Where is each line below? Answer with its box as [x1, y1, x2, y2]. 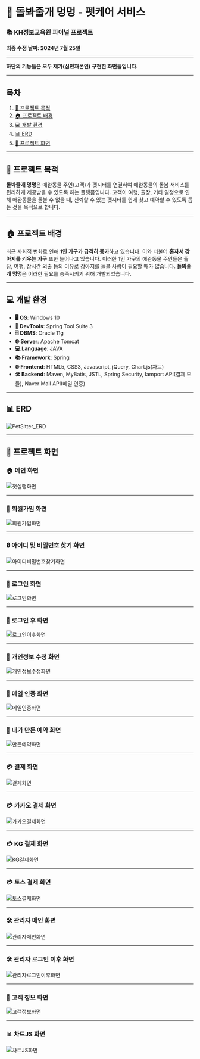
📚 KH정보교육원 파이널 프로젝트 [6, 28, 93, 36]
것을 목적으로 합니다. [12, 204, 61, 211]
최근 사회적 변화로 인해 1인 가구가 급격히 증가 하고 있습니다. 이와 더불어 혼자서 [6, 248, 184, 255]
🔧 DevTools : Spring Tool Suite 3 [14, 322, 93, 329]
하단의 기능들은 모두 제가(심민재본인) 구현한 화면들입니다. [6, 63, 138, 70]
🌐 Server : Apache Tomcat [14, 338, 79, 345]
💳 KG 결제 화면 [6, 839, 49, 848]
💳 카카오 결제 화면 [6, 801, 57, 809]
